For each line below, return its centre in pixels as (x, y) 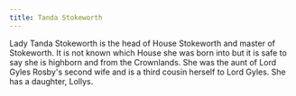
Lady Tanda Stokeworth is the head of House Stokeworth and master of (142, 43)
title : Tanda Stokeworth (56, 17)
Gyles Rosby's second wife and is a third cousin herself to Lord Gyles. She (148, 72)
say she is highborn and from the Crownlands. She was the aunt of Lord (143, 62)
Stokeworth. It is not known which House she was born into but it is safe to (148, 52)
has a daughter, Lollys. (51, 81)
